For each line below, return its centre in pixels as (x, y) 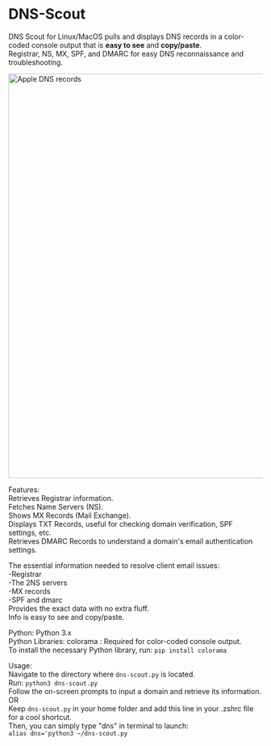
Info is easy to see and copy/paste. (67, 617)
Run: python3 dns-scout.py (53, 682)
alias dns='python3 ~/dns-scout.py (68, 733)
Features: (24, 490)
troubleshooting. (35, 62)
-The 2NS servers (38, 583)
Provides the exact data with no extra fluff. (79, 608)
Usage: (20, 665)
